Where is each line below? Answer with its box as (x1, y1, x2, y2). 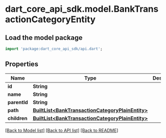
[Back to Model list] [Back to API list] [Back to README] (5, 127, 119, 133)
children (7, 114, 28, 121)
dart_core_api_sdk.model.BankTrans (5, 3, 159, 15)
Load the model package (5, 33, 83, 42)
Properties (5, 60, 39, 68)
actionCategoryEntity (5, 14, 96, 25)
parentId (7, 99, 28, 106)
